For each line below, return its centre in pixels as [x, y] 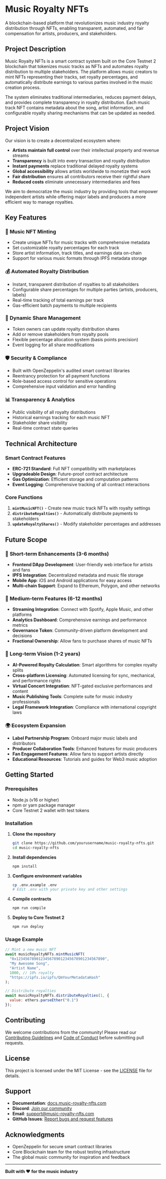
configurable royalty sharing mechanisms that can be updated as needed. [80, 113]
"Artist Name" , [25, 968]
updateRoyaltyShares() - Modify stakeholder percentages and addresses [86, 524]
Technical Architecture [41, 444]
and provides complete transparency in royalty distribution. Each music [78, 102]
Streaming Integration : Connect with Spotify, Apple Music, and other [83, 609]
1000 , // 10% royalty [32, 973]
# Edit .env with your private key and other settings [70, 889]
